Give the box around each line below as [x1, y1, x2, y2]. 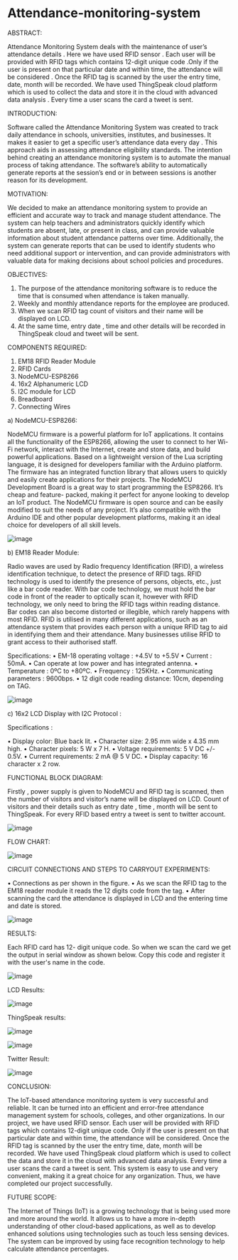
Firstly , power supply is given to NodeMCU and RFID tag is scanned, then [7, 787, 225, 795]
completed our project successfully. [7, 1179, 113, 1187]
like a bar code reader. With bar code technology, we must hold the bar [7, 584, 216, 593]
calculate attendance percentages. [7, 1244, 109, 1253]
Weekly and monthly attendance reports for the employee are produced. [17, 299, 229, 308]
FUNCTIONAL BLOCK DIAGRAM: [7, 773, 103, 782]
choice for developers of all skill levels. [7, 520, 121, 529]
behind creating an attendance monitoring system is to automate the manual [7, 153, 231, 162]
